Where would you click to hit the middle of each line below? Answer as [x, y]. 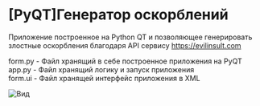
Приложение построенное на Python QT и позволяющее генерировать [130, 37]
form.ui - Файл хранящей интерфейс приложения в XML [104, 78]
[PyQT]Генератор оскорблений [118, 15]
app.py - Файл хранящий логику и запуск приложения [101, 69]
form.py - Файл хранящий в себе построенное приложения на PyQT [126, 61]
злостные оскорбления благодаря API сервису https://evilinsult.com [125, 45]
